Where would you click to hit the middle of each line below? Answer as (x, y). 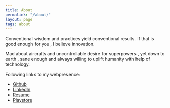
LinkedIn (22, 90)
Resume (21, 95)
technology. (18, 64)
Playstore (23, 100)
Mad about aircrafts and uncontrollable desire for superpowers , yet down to (85, 54)
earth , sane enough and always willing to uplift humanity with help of (78, 59)
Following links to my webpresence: (43, 75)
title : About (19, 10)
